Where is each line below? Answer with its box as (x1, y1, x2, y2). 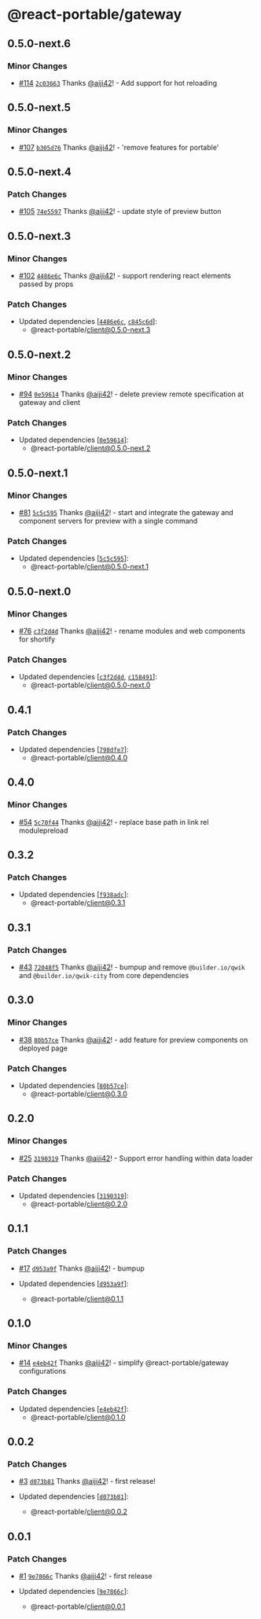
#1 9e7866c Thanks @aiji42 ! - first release (18, 1571, 153, 1580)
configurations (18, 1367, 67, 1376)
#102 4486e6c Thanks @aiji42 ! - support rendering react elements (18, 270, 231, 280)
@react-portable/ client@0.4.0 (30, 752, 128, 762)
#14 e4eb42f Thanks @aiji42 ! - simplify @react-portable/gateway (18, 1358, 230, 1367)
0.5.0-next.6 (7, 37, 72, 50)
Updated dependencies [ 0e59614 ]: (18, 435, 129, 445)
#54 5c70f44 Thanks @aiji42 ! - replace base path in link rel (18, 817, 209, 826)
